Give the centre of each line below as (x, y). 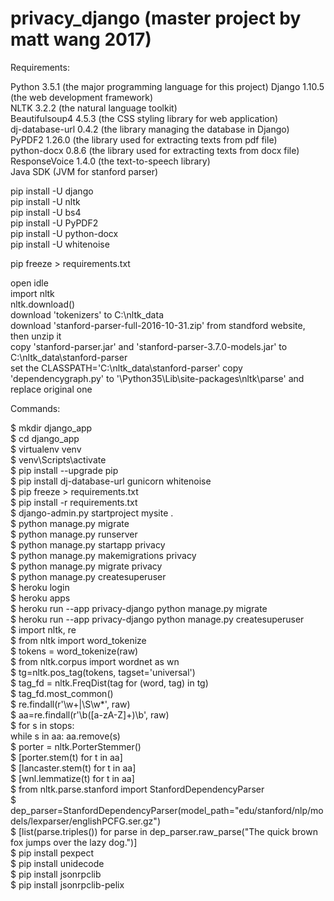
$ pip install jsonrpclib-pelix (67, 884)
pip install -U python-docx (64, 233)
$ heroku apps (40, 598)
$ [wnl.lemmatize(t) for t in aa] (72, 778)
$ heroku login (40, 587)
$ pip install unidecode (57, 863)
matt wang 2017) (81, 39)
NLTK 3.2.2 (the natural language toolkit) (94, 108)
